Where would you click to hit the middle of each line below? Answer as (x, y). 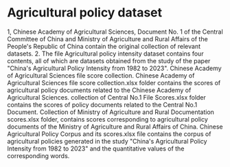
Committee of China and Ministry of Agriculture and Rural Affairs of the (107, 38)
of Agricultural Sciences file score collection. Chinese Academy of (101, 75)
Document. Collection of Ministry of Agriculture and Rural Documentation (111, 112)
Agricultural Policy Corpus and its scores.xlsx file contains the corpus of (109, 134)
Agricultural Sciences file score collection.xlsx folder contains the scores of (114, 82)
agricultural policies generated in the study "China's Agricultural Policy (107, 141)
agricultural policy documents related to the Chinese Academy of (99, 90)
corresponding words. (38, 155)
